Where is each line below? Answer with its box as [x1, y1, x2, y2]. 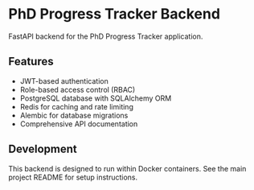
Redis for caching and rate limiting [19, 101, 134, 111]
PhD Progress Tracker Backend [8, 5, 221, 23]
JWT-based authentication [19, 76, 109, 85]
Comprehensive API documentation [19, 118, 138, 129]
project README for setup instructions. [8, 172, 138, 182]
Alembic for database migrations [19, 110, 129, 120]
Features [8, 55, 54, 68]
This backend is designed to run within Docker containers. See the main [8, 163, 247, 173]
